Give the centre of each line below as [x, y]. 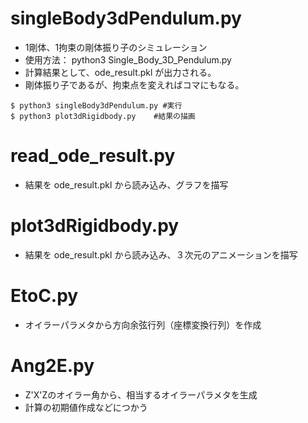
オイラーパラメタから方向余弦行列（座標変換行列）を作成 [143, 324]
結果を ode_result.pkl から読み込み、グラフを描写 [126, 184]
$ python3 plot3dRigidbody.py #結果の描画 [103, 116]
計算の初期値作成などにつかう [86, 407]
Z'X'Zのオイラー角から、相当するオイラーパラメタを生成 [141, 394]
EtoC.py [44, 296]
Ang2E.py [52, 365]
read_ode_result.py [93, 156]
